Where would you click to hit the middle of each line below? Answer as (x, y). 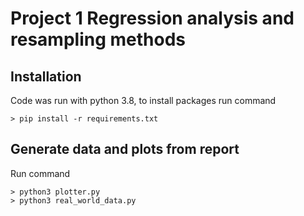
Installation (46, 76)
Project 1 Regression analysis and (152, 18)
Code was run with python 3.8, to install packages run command (143, 100)
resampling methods (98, 39)
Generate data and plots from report (125, 149)
